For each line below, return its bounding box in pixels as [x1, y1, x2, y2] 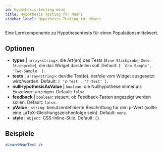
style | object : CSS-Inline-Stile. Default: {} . [12, 115, 101, 121]
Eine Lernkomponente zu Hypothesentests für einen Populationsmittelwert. [5, 30, 159, 36]
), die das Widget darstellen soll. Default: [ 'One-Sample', [34, 63, 152, 69]
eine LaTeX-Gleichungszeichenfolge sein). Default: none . [12, 110, 127, 116]
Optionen [5, 44, 35, 52]
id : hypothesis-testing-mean [5, 7, 65, 12]
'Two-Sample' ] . [12, 68, 46, 74]
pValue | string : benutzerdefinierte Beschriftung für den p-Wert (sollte [12, 105, 157, 111]
